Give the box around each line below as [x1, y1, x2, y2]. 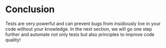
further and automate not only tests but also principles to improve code [5, 31, 155, 37]
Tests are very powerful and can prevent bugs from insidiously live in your [5, 20, 161, 27]
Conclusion [5, 4, 55, 15]
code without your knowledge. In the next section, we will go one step [5, 26, 152, 32]
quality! [5, 37, 21, 43]
